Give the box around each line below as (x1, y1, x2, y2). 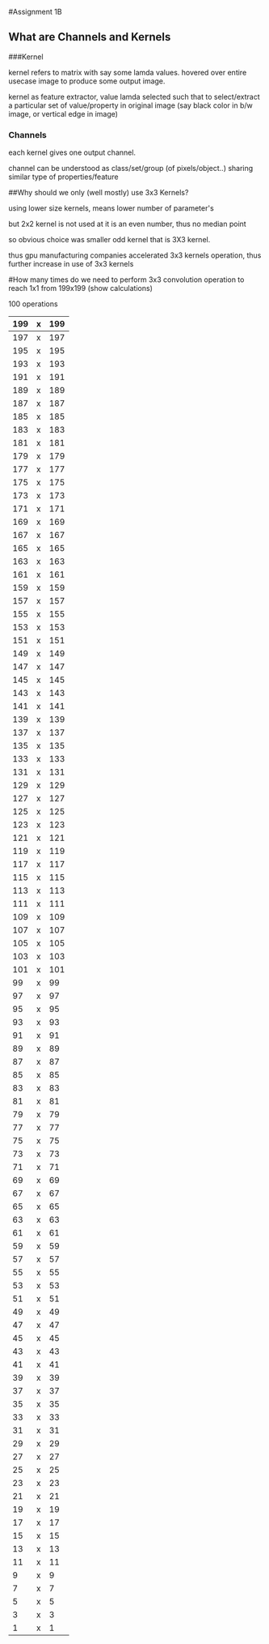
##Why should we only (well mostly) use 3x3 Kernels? (8, 188, 189, 198)
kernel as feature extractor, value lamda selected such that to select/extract (8, 92, 260, 101)
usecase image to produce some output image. (8, 76, 166, 86)
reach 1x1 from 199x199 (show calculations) (8, 284, 153, 293)
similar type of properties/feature (8, 172, 119, 181)
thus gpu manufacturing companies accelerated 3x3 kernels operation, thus (8, 250, 262, 260)
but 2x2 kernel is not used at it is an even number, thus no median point (8, 219, 246, 229)
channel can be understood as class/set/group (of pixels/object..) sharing (8, 164, 254, 173)
